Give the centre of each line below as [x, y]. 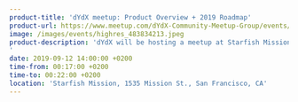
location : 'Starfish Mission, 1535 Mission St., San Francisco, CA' [138, 83]
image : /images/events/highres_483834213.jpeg [97, 34]
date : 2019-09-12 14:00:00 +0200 [71, 59]
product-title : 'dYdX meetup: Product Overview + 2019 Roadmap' [130, 17]
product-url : [33, 26]
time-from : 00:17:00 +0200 [59, 67]
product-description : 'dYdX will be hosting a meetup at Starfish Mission [150, 42]
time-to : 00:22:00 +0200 [55, 75]
